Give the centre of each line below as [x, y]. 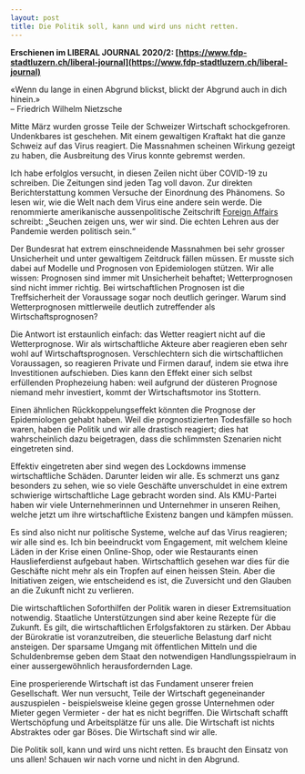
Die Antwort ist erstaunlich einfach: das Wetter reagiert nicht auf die [138, 334]
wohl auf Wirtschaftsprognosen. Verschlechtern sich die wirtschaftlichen [147, 353]
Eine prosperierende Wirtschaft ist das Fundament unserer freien [132, 683]
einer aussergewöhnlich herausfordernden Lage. [102, 666]
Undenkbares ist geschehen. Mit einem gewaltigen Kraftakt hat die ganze [148, 136]
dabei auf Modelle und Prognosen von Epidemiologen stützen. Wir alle [142, 268]
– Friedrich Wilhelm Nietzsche [66, 108]
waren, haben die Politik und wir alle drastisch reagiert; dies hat [129, 429]
